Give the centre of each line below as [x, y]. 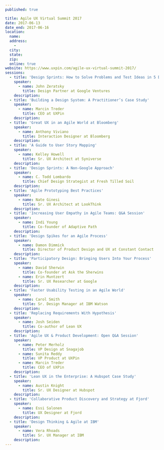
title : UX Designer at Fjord [52, 412]
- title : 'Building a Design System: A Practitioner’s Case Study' [80, 100]
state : [16, 55]
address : [18, 41]
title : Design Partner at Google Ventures [66, 91]
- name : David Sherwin [41, 268]
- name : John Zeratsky [41, 86]
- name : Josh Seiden [39, 322]
